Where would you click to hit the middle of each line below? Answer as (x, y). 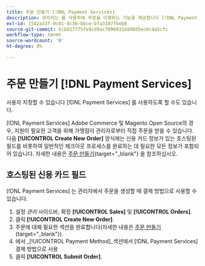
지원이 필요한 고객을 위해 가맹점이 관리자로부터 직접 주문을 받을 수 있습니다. (104, 130)
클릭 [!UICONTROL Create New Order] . (65, 219)
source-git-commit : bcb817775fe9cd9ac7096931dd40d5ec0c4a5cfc (87, 29)
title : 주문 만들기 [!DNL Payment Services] (61, 12)
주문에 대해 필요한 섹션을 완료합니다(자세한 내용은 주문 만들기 (88, 227)
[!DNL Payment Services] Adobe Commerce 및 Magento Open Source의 (97, 123)
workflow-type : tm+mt (34, 35)
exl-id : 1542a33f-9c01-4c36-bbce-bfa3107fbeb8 (67, 23)
